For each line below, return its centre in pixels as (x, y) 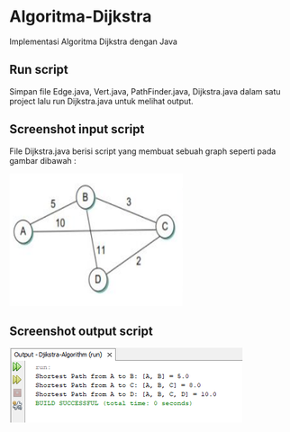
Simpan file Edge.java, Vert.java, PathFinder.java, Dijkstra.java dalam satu (145, 91)
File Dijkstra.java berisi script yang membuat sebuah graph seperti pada (143, 151)
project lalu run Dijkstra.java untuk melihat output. (101, 101)
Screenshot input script (77, 129)
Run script (39, 70)
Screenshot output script (81, 331)
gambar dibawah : (43, 160)
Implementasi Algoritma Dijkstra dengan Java (94, 41)
